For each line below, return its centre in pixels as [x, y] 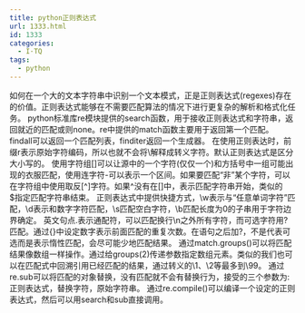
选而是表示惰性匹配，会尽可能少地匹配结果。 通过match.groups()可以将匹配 [151, 242]
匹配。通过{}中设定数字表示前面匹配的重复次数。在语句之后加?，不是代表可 [150, 231]
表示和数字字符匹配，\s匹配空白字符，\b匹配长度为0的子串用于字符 [158, 209]
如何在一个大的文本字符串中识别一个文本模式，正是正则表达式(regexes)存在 [151, 95]
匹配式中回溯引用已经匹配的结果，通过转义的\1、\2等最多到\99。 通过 [155, 265]
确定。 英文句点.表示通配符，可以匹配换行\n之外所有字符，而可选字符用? [152, 220]
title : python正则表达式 [53, 18]
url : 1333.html [38, 26]
